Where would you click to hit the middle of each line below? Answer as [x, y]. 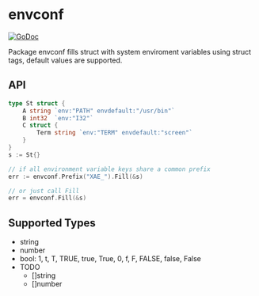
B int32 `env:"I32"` [58, 118]
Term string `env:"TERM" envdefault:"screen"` [115, 133]
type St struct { [37, 103]
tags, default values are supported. [65, 60]
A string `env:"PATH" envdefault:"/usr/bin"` [99, 111]
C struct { [40, 125]
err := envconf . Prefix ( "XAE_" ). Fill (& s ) [76, 176]
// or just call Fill [44, 191]
